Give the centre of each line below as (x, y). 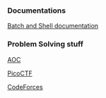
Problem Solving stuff (45, 44)
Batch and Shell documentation (53, 26)
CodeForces (25, 87)
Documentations (36, 11)
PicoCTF (20, 73)
